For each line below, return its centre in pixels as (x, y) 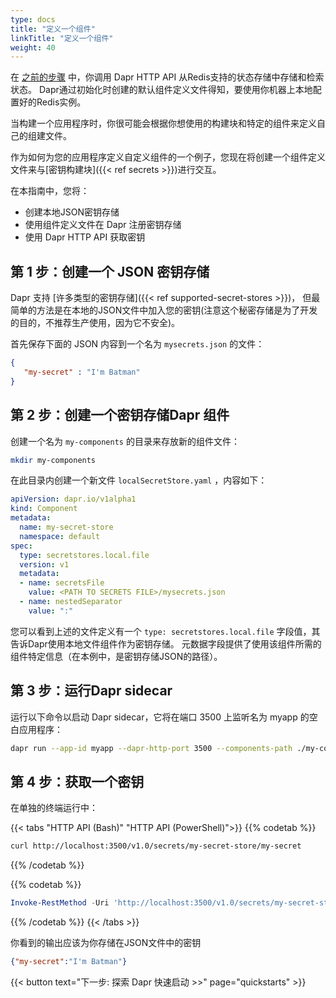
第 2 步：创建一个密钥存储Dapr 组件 (120, 415)
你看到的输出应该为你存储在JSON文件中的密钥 (106, 942)
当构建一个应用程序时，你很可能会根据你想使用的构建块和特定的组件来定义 (163, 123)
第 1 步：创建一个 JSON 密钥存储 (110, 271)
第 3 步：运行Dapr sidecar (91, 691)
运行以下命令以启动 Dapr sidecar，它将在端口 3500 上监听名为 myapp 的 (160, 717)
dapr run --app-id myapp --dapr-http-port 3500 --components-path (151, 748)
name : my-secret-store (66, 527)
